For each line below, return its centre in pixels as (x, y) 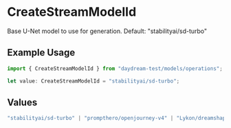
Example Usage (41, 53)
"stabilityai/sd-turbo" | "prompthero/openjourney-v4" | (90, 118)
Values (22, 102)
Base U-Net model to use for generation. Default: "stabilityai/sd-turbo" (107, 31)
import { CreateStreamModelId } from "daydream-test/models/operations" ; (115, 68)
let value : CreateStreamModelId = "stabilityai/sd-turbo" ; (93, 81)
